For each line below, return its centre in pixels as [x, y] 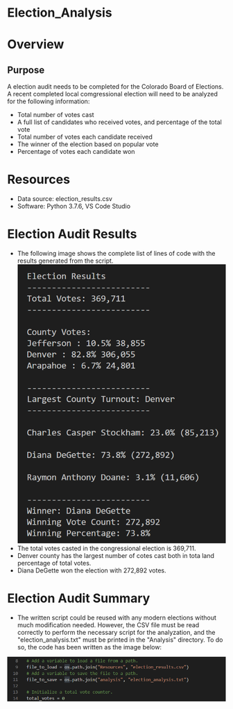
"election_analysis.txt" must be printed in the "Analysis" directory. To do [120, 640]
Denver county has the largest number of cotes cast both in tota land [116, 556]
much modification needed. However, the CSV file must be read [108, 625]
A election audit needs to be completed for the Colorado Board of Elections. [115, 87]
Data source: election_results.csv [65, 199]
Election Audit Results [72, 234]
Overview [36, 45]
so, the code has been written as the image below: [89, 647]
